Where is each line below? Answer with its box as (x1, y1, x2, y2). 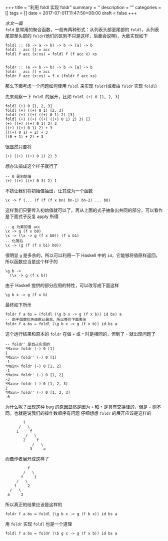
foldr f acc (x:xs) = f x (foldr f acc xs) (5, 74, 97, 79)
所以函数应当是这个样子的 (5, 258, 58, 264)
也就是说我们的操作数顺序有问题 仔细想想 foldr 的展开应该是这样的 (13, 410, 151, 416)
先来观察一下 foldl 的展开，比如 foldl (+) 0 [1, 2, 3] (5, 94, 120, 99)
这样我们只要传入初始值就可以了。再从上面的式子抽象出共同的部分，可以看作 (5, 207, 163, 213)
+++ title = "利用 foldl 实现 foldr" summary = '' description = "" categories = (5, 5, 161, 10)
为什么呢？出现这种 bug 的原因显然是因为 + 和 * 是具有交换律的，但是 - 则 (5, 404, 157, 410)
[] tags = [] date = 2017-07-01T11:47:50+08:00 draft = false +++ (5, 10, 137, 16)
